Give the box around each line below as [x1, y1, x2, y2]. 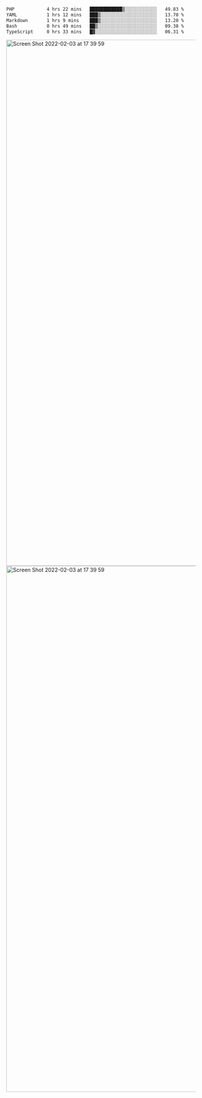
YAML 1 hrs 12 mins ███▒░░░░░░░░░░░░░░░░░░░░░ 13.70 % [6, 11, 185, 18]
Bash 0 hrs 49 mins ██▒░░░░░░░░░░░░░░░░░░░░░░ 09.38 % [6, 23, 185, 29]
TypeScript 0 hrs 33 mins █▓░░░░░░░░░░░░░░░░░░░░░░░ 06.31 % [6, 28, 185, 35]
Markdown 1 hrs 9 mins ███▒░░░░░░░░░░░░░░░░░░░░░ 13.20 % [6, 17, 185, 23]
